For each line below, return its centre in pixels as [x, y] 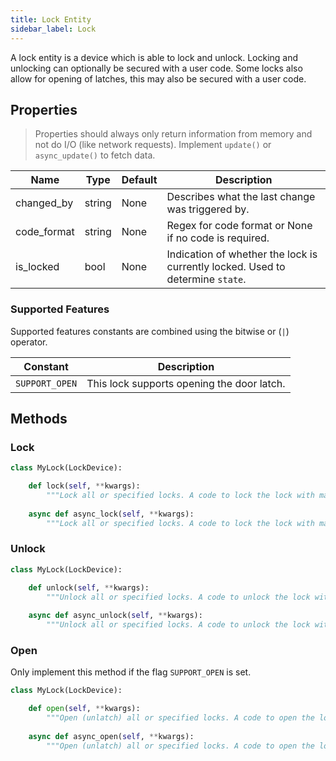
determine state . [206, 279]
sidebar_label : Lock [53, 29]
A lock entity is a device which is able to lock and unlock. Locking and [154, 57]
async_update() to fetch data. [95, 155]
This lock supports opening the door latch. [186, 383]
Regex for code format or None [239, 226]
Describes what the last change [241, 197]
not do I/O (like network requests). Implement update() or [153, 145]
